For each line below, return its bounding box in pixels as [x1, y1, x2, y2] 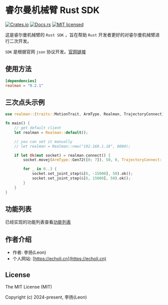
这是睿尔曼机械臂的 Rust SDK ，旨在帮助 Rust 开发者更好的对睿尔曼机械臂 [5, 32, 155, 38]
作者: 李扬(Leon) [12, 249, 46, 255]
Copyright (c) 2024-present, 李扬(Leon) [5, 294, 87, 300]
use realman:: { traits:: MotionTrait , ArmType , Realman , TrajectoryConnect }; [5, 112, 166, 117]
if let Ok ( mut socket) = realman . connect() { [14, 153, 111, 158]
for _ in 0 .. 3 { [23, 166, 57, 172]
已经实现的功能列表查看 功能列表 [5, 219, 71, 225]
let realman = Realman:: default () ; [14, 130, 88, 135]
